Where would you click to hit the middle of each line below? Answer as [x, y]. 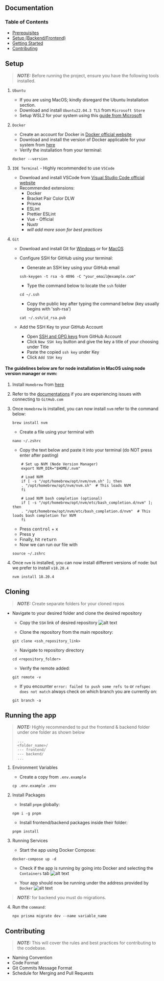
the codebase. [32, 948]
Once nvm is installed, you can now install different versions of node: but [85, 562]
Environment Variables [35, 767]
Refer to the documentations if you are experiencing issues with [77, 394]
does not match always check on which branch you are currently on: [88, 691]
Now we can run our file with [48, 544]
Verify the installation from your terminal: [60, 150]
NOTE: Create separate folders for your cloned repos [71, 603]
